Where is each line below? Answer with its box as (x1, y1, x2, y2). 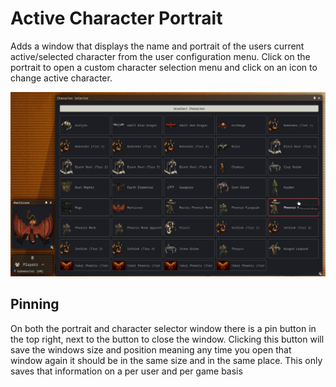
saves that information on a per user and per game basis (10, 365, 243, 377)
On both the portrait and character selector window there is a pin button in (10, 322, 317, 334)
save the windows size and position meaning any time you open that (10, 343, 292, 356)
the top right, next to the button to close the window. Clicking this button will (10, 333, 325, 345)
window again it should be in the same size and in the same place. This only (10, 354, 323, 366)
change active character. (10, 72, 113, 84)
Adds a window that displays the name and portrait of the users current (10, 40, 305, 52)
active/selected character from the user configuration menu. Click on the (10, 50, 311, 62)
